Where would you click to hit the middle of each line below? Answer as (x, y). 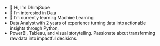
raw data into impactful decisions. (44, 38)
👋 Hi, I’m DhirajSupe (30, 8)
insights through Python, (34, 28)
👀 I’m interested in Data (33, 13)
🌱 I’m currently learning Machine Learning (52, 18)
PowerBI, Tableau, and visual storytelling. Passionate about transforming (82, 33)
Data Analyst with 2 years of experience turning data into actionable (78, 23)
